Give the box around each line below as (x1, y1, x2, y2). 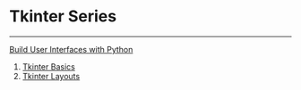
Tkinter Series (9, 6, 117, 27)
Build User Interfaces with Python (9, 44, 133, 54)
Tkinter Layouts (21, 70, 81, 81)
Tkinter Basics (21, 61, 76, 72)
